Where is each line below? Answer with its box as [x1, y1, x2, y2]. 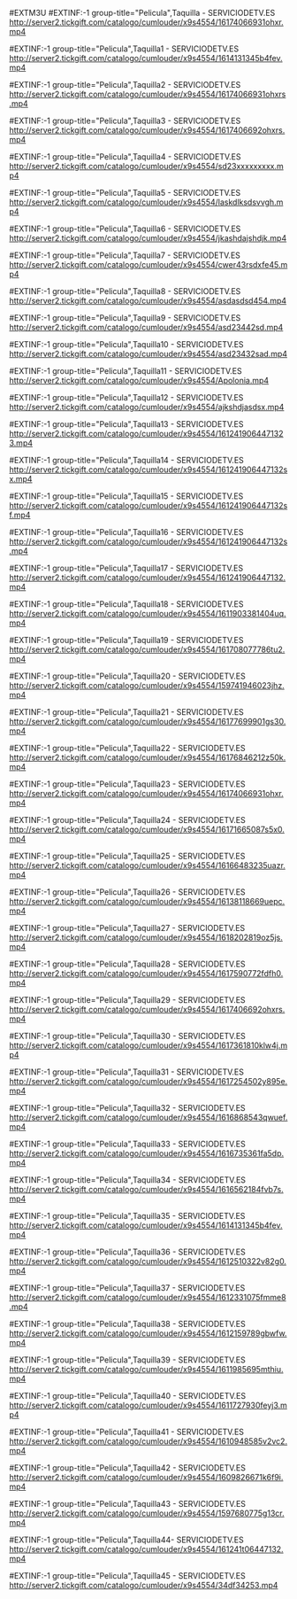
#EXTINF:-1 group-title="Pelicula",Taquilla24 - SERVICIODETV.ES [9, 815, 246, 825]
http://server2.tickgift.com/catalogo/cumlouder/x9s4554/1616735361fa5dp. [9, 1148, 285, 1159]
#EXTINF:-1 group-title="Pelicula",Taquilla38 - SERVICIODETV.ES [9, 1319, 246, 1329]
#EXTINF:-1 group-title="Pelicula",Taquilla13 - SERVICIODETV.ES [9, 419, 244, 429]
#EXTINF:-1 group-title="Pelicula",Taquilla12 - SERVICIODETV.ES [9, 392, 244, 402]
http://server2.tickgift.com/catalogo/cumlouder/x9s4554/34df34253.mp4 [9, 1580, 278, 1590]
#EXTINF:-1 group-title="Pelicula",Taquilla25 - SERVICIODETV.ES [9, 850, 246, 861]
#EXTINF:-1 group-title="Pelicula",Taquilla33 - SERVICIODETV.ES [9, 1138, 246, 1149]
